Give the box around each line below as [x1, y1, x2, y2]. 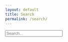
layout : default [5, 7, 39, 12]
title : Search [5, 12, 35, 17]
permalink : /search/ [5, 16, 48, 21]
